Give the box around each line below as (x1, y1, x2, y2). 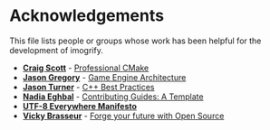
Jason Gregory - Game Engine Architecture (22, 71, 187, 82)
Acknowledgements (9, 5, 165, 26)
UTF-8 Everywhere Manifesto (22, 100, 138, 111)
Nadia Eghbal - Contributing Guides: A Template (22, 91, 204, 102)
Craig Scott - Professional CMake (22, 62, 149, 73)
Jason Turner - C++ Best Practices (22, 81, 155, 92)
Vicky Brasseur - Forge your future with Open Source (22, 110, 225, 121)
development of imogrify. (9, 44, 104, 55)
